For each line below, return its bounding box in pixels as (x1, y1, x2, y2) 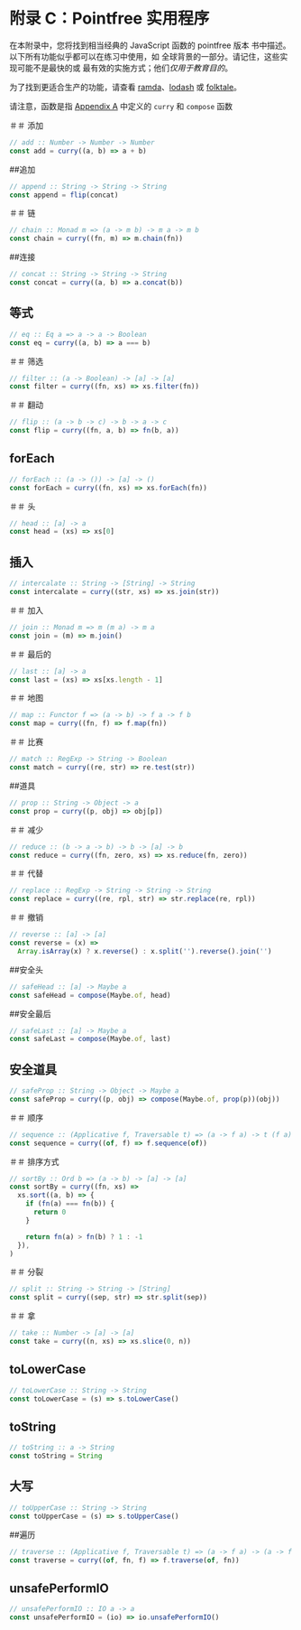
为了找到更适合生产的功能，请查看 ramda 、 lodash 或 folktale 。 (9, 81, 242, 92)
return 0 (32, 1207, 67, 1217)
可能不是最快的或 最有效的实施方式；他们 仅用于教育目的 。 (16, 62, 233, 73)
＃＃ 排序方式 (9, 1156, 59, 1167)
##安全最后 (9, 1008, 51, 1019)
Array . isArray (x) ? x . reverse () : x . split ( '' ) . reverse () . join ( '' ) (17, 946, 272, 955)
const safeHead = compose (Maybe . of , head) (9, 991, 171, 1000)
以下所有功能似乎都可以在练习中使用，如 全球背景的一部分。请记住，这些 (9, 51, 280, 61)
